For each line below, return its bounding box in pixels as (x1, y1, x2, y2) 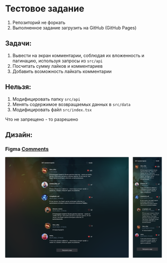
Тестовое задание (5, 3, 84, 14)
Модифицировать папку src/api (12, 96, 81, 102)
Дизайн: (5, 131, 33, 139)
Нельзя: (5, 83, 31, 91)
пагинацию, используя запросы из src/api (12, 58, 103, 64)
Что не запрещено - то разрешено (5, 116, 79, 122)
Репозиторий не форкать (12, 19, 66, 25)
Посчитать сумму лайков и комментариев (12, 63, 103, 69)
